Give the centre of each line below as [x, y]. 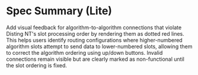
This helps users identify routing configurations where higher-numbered [94, 40]
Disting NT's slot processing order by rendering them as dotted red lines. [95, 33]
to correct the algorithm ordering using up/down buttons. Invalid [84, 52]
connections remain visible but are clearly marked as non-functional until [95, 59]
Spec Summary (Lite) [59, 11]
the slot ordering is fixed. [36, 65]
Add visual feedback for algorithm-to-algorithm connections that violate [94, 27]
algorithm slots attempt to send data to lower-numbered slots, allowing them [99, 46]
